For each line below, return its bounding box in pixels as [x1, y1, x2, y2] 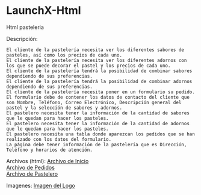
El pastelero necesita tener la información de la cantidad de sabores [6, 110, 190, 116]
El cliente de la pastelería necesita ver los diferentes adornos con [6, 57, 187, 63]
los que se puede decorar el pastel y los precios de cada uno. [6, 63, 171, 69]
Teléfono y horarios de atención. [6, 147, 93, 153]
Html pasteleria [6, 23, 44, 31]
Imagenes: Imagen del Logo [6, 182, 75, 189]
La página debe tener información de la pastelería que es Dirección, [6, 141, 187, 147]
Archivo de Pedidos [6, 164, 55, 171]
